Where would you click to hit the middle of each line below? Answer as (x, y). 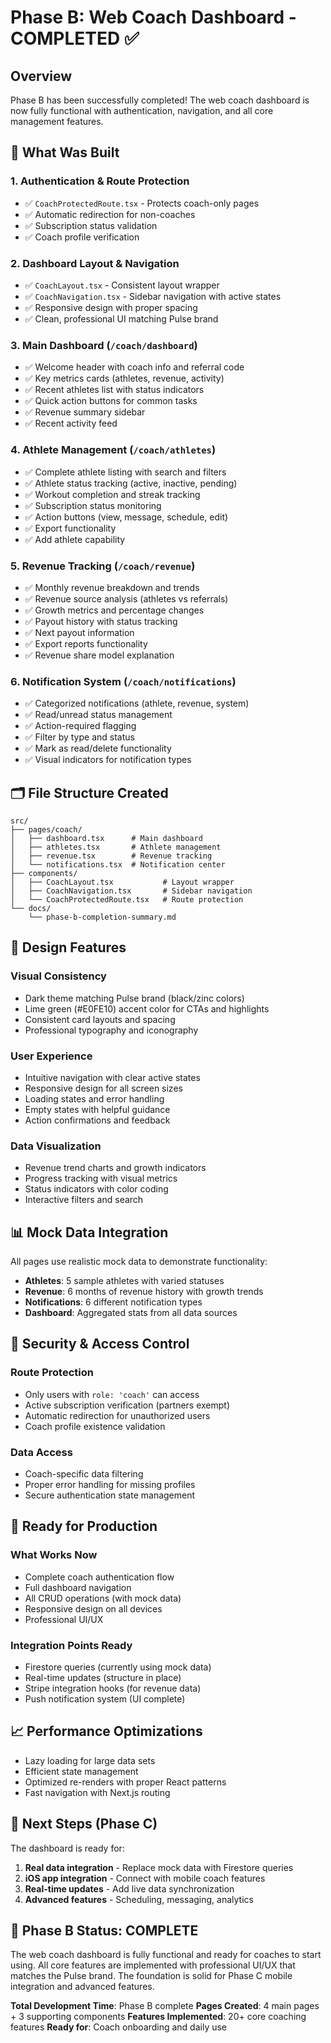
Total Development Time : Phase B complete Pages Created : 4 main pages (165, 2006)
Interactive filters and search (84, 1200)
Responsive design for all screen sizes (103, 1088)
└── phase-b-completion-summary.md (102, 917)
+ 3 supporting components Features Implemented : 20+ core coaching (158, 2017)
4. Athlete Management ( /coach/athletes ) (113, 450)
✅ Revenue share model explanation (99, 655)
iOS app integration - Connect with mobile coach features (145, 1878)
